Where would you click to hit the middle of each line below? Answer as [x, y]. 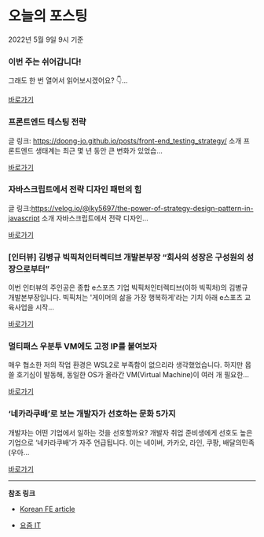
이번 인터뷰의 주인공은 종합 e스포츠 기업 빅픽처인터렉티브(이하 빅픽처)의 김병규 [128, 287]
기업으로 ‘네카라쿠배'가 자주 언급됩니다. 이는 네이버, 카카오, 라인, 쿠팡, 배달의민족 [132, 443]
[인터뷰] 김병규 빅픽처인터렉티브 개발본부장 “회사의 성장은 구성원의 [126, 257]
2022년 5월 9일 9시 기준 [46, 39]
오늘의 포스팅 [48, 16]
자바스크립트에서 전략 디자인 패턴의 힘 [75, 190]
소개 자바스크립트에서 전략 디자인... [95, 218]
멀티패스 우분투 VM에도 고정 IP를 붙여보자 [82, 346]
